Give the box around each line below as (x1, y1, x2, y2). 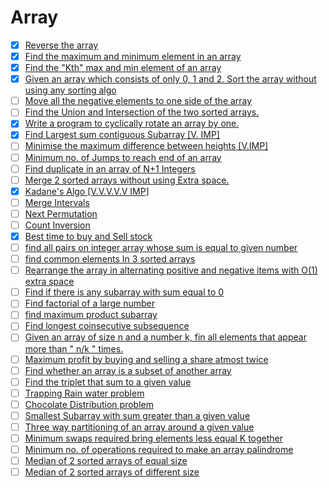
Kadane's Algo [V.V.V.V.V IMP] (24, 185, 150, 197)
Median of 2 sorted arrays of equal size (24, 455, 188, 467)
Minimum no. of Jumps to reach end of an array (24, 151, 222, 163)
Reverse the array (24, 39, 99, 51)
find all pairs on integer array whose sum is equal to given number (24, 242, 298, 253)
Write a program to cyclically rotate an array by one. (24, 117, 240, 130)
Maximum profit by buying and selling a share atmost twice (24, 353, 269, 365)
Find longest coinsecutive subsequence (24, 320, 190, 332)
